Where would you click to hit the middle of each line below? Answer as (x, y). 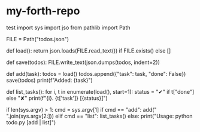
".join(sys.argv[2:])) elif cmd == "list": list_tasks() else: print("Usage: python (99, 116)
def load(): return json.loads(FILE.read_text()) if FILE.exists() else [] (89, 50)
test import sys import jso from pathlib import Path (68, 27)
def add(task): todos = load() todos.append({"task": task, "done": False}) (96, 73)
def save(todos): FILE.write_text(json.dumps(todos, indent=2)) (83, 62)
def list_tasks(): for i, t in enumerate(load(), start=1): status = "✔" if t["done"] (100, 91)
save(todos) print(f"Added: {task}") (49, 80)
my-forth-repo (43, 11)
